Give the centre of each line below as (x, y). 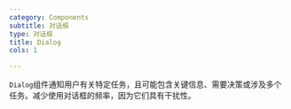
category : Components (49, 17)
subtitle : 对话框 (39, 26)
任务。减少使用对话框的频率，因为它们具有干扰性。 (102, 96)
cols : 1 (24, 51)
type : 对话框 (31, 34)
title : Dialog (35, 42)
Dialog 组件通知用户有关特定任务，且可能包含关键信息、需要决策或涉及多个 (145, 84)
